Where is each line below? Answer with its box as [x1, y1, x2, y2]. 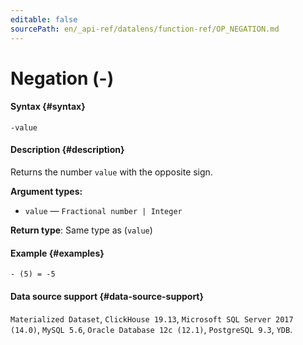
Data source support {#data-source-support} [10, 290, 205, 302]
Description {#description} [10, 144, 125, 156]
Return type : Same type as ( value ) [10, 224, 153, 236]
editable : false [10, 14, 78, 25]
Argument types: [10, 186, 83, 198]
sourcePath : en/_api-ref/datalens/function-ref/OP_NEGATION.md [10, 24, 280, 34]
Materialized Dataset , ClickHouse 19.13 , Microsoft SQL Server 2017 [10, 312, 294, 325]
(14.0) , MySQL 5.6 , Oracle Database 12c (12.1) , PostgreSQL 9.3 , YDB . [10, 323, 293, 335]
